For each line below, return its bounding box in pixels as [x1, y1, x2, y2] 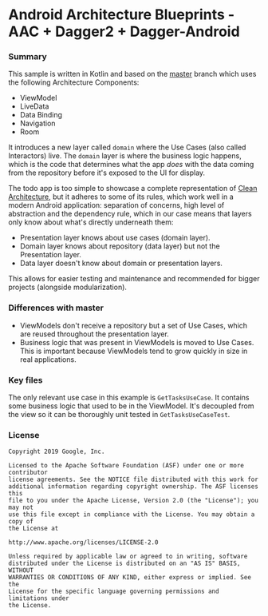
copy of [8, 518, 34, 526]
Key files [8, 374, 43, 385]
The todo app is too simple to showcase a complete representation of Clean [8, 184, 258, 193]
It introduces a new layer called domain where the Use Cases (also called [8, 142, 246, 153]
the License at [8, 525, 59, 533]
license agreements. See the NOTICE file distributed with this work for [8, 475, 259, 484]
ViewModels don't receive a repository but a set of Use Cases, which [19, 320, 248, 330]
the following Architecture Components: [8, 77, 140, 87]
